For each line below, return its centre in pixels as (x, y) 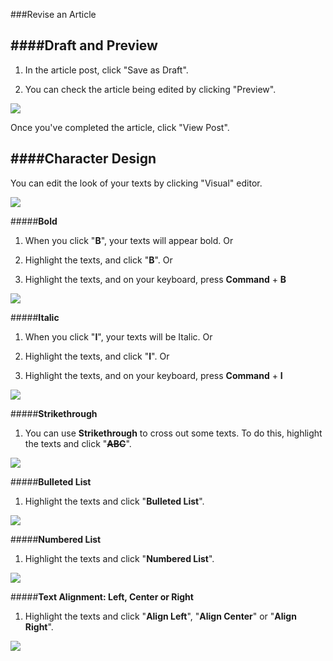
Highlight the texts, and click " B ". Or (98, 260)
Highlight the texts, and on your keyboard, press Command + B (155, 279)
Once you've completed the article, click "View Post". (120, 127)
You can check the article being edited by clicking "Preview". (150, 89)
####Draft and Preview (84, 45)
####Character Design (83, 159)
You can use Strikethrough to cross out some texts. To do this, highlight (173, 433)
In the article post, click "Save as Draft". (106, 70)
